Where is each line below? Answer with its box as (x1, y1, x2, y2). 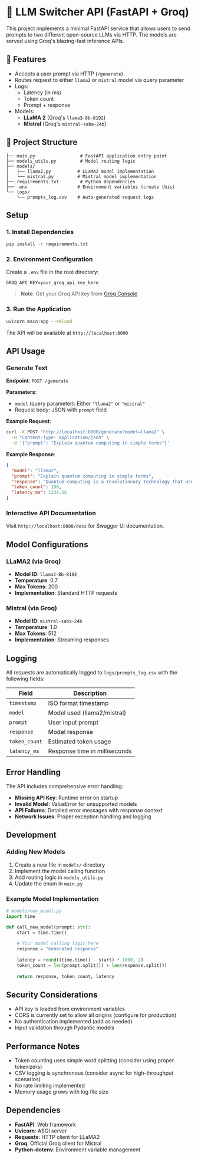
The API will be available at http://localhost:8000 (6, 329, 128, 336)
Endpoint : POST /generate (6, 377, 69, 384)
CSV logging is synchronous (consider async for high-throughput (14, 1069, 174, 1076)
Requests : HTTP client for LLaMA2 (14, 1133, 100, 1140)
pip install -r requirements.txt (6, 241, 88, 247)
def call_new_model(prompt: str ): (6, 924, 91, 930)
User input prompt (48, 719, 99, 727)
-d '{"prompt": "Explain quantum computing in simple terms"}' (11, 440, 170, 446)
